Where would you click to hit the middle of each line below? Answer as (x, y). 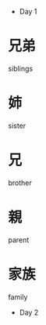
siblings (21, 68)
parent (19, 240)
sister (17, 126)
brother (20, 183)
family (18, 296)
